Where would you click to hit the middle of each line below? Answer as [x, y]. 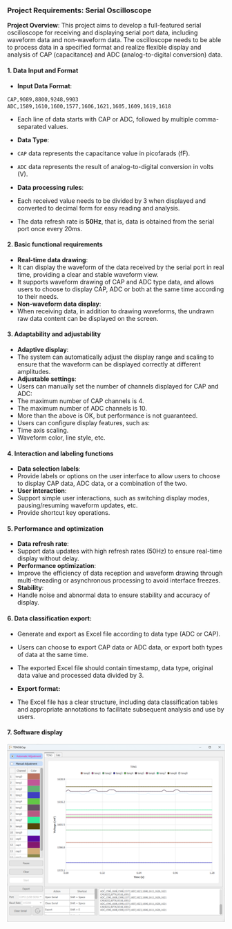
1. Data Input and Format [43, 70]
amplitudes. [34, 371]
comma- [207, 119]
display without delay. [48, 558]
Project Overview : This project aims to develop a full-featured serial [104, 26]
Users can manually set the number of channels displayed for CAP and [118, 386]
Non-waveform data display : [59, 304]
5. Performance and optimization [55, 528]
